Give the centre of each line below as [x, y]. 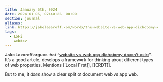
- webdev [18, 41]
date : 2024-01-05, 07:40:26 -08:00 [41, 14]
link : [10, 27]
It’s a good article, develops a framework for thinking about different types [79, 60]
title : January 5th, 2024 [31, 9]
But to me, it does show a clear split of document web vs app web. [72, 74]
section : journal [23, 18]
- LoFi [16, 37]
